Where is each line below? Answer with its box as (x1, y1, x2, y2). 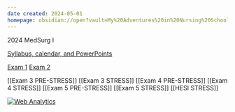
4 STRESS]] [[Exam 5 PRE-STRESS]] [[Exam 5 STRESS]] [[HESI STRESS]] (7, 83, 219, 92)
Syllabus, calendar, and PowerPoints (7, 49, 113, 58)
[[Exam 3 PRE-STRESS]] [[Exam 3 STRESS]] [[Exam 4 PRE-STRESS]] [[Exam (7, 76, 228, 84)
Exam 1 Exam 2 (7, 63, 51, 71)
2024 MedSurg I (7, 35, 55, 44)
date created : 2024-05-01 (7, 10, 83, 17)
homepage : (7, 17, 36, 24)
